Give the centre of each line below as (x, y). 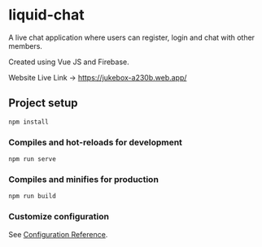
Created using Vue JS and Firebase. (69, 62)
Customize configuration (59, 217)
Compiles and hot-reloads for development (96, 142)
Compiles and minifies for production (83, 179)
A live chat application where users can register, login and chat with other (131, 37)
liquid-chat (47, 15)
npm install (28, 122)
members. (26, 45)
